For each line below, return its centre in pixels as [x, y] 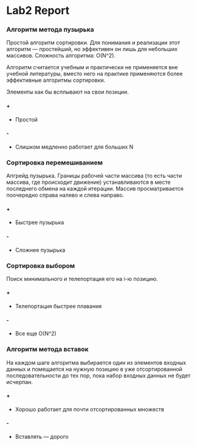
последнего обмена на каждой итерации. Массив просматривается [95, 189]
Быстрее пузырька [40, 223]
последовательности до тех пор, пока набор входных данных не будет [98, 375]
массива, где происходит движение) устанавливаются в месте [88, 182]
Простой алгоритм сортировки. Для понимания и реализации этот [93, 42]
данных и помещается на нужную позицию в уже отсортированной [94, 369]
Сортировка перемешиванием [55, 163]
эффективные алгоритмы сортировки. [56, 80]
